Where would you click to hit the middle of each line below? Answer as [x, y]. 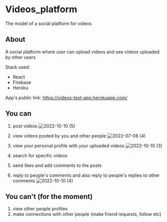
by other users [21, 57]
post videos [25, 126]
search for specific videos [40, 155]
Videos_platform [41, 9]
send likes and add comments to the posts [57, 165]
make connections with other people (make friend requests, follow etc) [87, 214]
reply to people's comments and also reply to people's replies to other [86, 175]
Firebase [22, 82]
